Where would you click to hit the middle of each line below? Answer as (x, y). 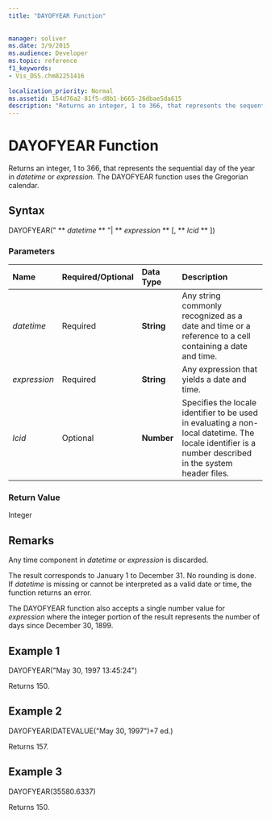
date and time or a (216, 326)
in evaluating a (209, 423)
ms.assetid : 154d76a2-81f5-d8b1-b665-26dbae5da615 (95, 99)
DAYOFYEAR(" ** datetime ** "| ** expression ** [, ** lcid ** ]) (112, 230)
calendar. (24, 186)
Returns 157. (29, 746)
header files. (206, 473)
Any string (201, 296)
